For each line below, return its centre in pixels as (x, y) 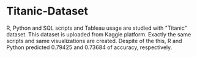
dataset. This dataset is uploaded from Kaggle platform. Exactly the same (99, 34)
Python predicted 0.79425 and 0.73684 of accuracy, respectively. (89, 47)
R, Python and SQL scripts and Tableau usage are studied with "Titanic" (97, 28)
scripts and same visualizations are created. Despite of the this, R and (94, 41)
